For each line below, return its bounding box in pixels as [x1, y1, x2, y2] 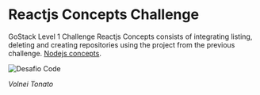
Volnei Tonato [8, 79, 54, 89]
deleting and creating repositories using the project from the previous [8, 40, 235, 49]
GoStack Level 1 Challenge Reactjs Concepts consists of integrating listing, [8, 32, 253, 41]
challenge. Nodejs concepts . [8, 48, 101, 58]
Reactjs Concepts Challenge [8, 6, 200, 24]
